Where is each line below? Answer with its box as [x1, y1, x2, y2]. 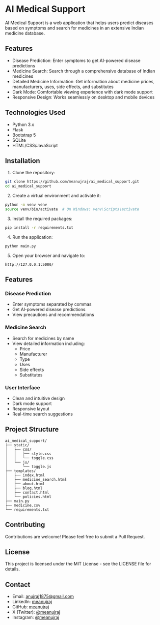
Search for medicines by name [12, 335, 75, 341]
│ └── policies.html [5, 494, 52, 499]
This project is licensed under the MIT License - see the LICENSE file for [5, 561, 151, 567]
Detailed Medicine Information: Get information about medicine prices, [12, 78, 155, 84]
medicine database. [5, 30, 45, 36]
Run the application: [12, 234, 53, 240]
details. [5, 566, 20, 572]
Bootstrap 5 [12, 132, 36, 138]
